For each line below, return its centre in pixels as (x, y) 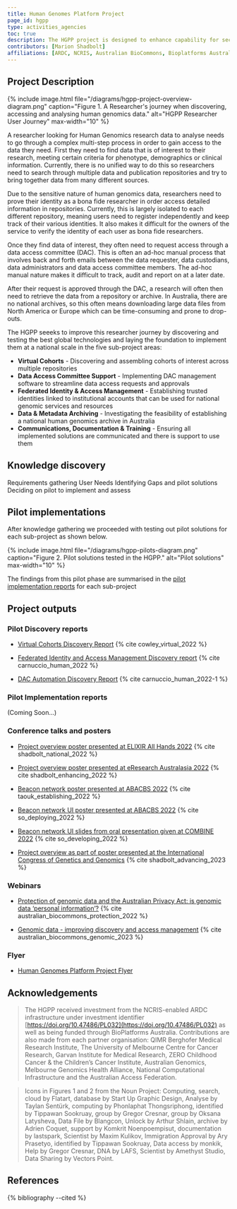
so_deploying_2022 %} (51, 817)
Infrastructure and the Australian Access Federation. (101, 1077)
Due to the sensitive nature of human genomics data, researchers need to (115, 193)
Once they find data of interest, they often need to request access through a (118, 245)
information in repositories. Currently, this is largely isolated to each (105, 208)
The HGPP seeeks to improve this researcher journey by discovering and (113, 332)
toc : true (22, 34)
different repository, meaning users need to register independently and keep (118, 216)
